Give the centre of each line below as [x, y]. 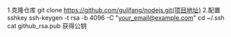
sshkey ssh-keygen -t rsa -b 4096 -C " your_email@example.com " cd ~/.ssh [116, 18]
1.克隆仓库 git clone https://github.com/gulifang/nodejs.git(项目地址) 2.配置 [114, 10]
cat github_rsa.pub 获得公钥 [47, 26]
